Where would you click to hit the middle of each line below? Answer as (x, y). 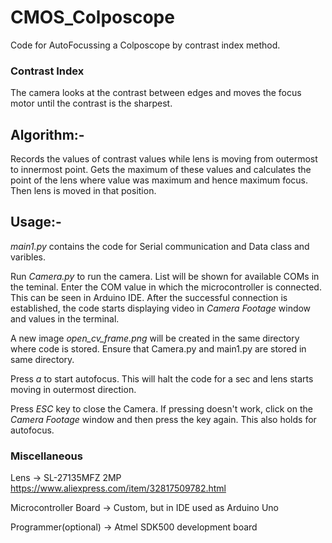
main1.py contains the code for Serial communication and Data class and (160, 246)
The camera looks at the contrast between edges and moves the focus (156, 93)
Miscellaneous (46, 456)
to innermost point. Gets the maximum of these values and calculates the (161, 170)
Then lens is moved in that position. (83, 191)
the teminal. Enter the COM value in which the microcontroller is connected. (166, 287)
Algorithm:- (47, 134)
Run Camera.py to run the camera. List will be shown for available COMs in (165, 276)
